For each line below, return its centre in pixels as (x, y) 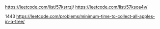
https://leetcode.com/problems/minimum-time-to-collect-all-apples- (86, 16)
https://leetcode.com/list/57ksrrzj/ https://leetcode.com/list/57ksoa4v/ (76, 7)
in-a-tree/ (15, 22)
